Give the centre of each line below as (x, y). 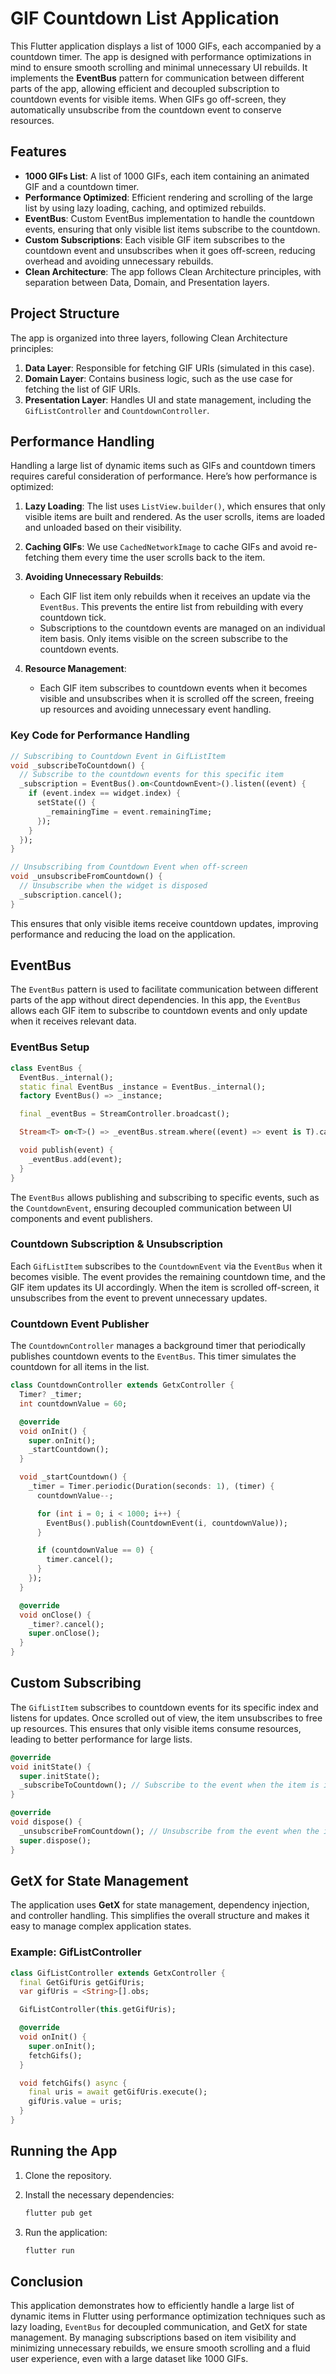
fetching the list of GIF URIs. (82, 389)
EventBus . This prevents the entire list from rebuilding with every (171, 607)
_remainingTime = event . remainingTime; (129, 812)
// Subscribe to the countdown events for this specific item (151, 775)
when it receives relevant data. (73, 1021)
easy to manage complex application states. (101, 1926)
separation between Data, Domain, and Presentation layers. (147, 282)
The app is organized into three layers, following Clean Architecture (149, 338)
